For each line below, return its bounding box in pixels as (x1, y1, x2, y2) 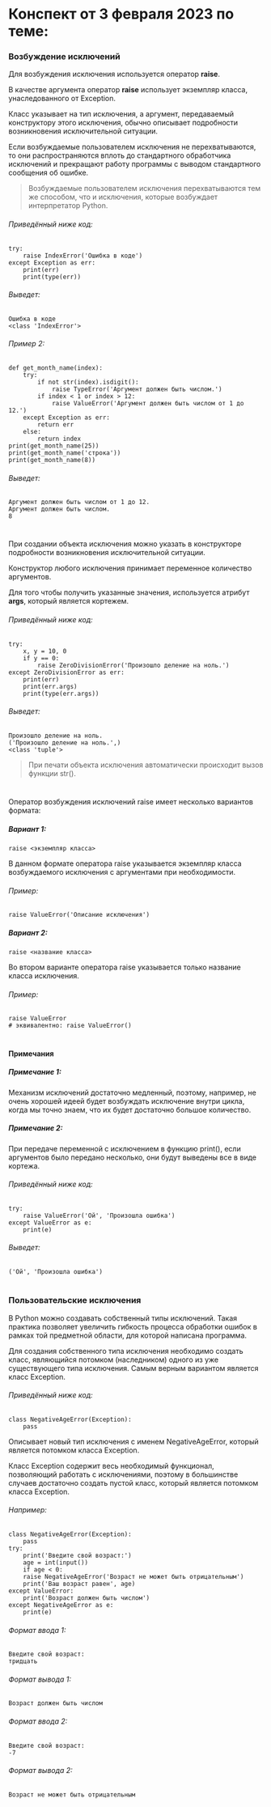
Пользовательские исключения (8, 1295, 142, 1306)
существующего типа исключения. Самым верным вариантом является (8, 1363, 259, 1372)
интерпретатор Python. (28, 201, 108, 210)
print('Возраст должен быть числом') (23, 1593, 150, 1602)
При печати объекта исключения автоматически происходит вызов (28, 760, 264, 770)
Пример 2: (8, 339, 45, 349)
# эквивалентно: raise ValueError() (8, 1021, 132, 1030)
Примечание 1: (8, 1067, 62, 1077)
